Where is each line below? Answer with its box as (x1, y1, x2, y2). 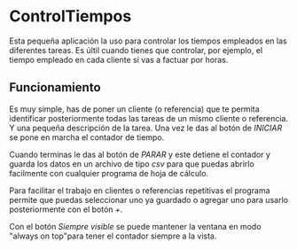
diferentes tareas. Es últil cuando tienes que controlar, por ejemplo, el (9, 44, 263, 55)
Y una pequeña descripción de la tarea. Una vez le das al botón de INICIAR (9, 122, 283, 133)
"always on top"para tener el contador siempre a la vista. (9, 230, 217, 241)
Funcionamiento (9, 80, 101, 95)
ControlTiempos (9, 6, 132, 27)
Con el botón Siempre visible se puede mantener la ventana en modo (9, 221, 262, 231)
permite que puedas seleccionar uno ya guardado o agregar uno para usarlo (9, 194, 288, 205)
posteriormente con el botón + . (9, 204, 123, 215)
